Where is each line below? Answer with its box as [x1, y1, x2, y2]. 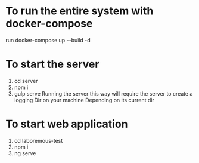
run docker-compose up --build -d [5, 36, 91, 44]
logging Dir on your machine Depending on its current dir [14, 96, 154, 103]
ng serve [14, 149, 36, 156]
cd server [14, 77, 38, 84]
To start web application [5, 118, 129, 131]
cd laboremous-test [14, 137, 63, 144]
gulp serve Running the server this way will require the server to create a [14, 90, 193, 97]
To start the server [5, 58, 99, 71]
